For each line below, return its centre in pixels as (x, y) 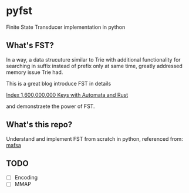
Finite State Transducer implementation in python (66, 27)
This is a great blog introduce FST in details (59, 83)
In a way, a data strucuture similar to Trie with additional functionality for (93, 59)
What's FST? (30, 45)
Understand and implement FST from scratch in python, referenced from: (95, 138)
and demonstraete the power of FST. (50, 106)
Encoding (26, 178)
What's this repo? (39, 125)
